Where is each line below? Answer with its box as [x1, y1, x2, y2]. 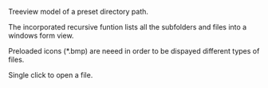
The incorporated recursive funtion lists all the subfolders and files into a [8, 22, 247, 31]
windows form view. [8, 31, 74, 40]
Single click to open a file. [8, 70, 93, 79]
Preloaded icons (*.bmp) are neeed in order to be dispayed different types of [8, 46, 260, 55]
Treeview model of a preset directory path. [8, 7, 149, 16]
